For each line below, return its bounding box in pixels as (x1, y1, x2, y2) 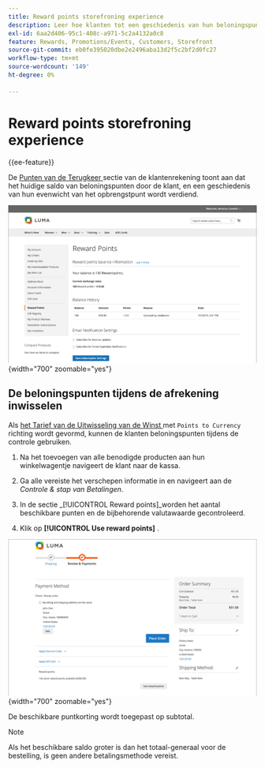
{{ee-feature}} (8, 157, 55, 167)
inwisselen (8, 399, 63, 413)
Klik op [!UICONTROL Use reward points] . (19, 523, 159, 533)
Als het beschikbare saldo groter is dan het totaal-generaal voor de (8, 742, 226, 751)
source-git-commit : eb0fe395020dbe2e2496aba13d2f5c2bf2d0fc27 (8, 46, 217, 54)
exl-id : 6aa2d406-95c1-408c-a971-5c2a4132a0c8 (8, 29, 164, 37)
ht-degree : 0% (8, 71, 55, 79)
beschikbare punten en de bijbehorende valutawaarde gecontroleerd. (19, 508, 246, 517)
